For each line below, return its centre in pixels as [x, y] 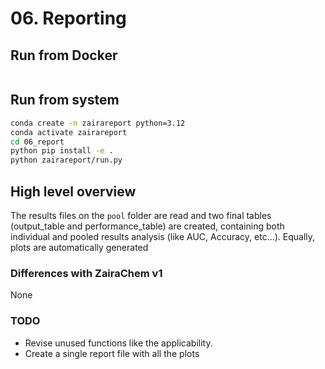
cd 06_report [37, 142]
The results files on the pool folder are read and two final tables [141, 215]
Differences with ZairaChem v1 [86, 273]
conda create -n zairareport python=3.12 [98, 123]
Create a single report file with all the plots [112, 353]
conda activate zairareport [69, 132]
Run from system [65, 100]
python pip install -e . [62, 151]
